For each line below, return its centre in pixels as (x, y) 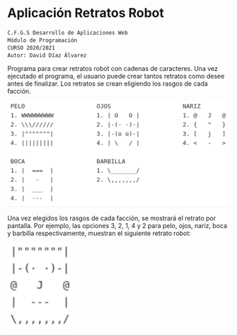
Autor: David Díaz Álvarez (47, 55)
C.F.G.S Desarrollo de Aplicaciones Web (68, 33)
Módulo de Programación (42, 40)
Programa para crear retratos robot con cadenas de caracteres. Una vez (112, 69)
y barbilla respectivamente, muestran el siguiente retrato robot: (99, 233)
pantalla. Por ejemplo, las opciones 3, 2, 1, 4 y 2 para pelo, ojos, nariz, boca (117, 226)
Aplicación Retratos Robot (86, 13)
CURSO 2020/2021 (31, 47)
